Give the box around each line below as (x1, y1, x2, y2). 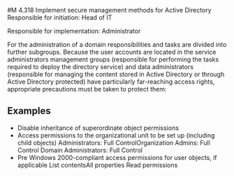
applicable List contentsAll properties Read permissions (17, 161, 178, 169)
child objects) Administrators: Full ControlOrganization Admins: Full (17, 138, 211, 147)
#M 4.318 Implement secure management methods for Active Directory (7, 6, 212, 14)
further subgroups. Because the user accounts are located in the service (7, 48, 217, 56)
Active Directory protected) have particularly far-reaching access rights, (7, 78, 215, 86)
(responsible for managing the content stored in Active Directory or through (7, 70, 225, 78)
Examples (7, 105, 51, 117)
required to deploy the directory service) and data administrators (7, 63, 194, 71)
